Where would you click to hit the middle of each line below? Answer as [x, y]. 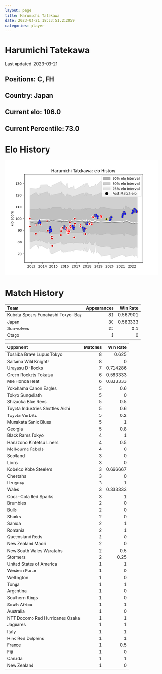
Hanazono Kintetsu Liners [33, 442]
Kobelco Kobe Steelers [30, 469]
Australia [16, 611]
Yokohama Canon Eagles [32, 388]
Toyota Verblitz [22, 415]
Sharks [14, 517]
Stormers [16, 557]
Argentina [17, 591]
